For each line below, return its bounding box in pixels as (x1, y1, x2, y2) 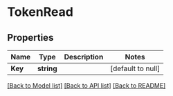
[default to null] (109, 64, 161, 73)
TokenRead (7, 4, 74, 20)
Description (64, 52, 104, 61)
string (37, 64, 57, 73)
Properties (7, 32, 54, 44)
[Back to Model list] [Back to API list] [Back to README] (7, 81, 166, 90)
